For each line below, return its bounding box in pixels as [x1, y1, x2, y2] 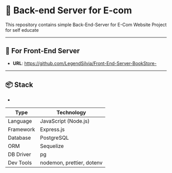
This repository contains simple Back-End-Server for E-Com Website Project [5, 21, 167, 28]
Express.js [40, 125, 65, 133]
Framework [8, 125, 35, 133]
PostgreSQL [40, 134, 69, 141]
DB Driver [8, 150, 31, 158]
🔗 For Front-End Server [5, 47, 80, 55]
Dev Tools [8, 159, 32, 166]
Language [8, 117, 32, 124]
